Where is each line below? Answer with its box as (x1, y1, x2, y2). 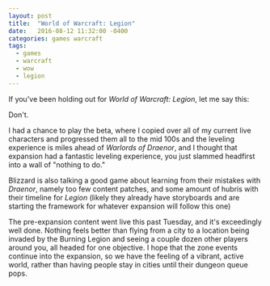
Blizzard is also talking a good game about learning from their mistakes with (8, 175, 261, 185)
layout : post (8, 11, 53, 20)
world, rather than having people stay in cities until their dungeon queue (8, 259, 248, 269)
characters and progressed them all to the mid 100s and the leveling (8, 134, 235, 144)
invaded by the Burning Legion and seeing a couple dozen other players (8, 233, 248, 243)
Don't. (8, 110, 29, 120)
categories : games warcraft (8, 34, 103, 43)
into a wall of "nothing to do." (8, 159, 106, 170)
